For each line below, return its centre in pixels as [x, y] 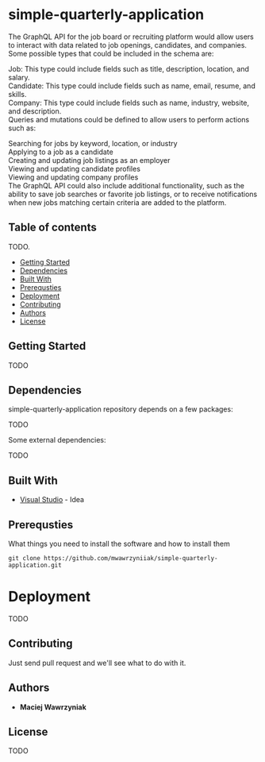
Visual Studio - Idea [52, 500]
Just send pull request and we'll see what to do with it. [97, 663]
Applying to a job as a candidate [61, 152]
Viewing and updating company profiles [73, 177]
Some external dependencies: [57, 440]
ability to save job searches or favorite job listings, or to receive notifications [133, 194]
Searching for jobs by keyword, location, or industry [93, 143]
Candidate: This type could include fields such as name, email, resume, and [132, 86]
